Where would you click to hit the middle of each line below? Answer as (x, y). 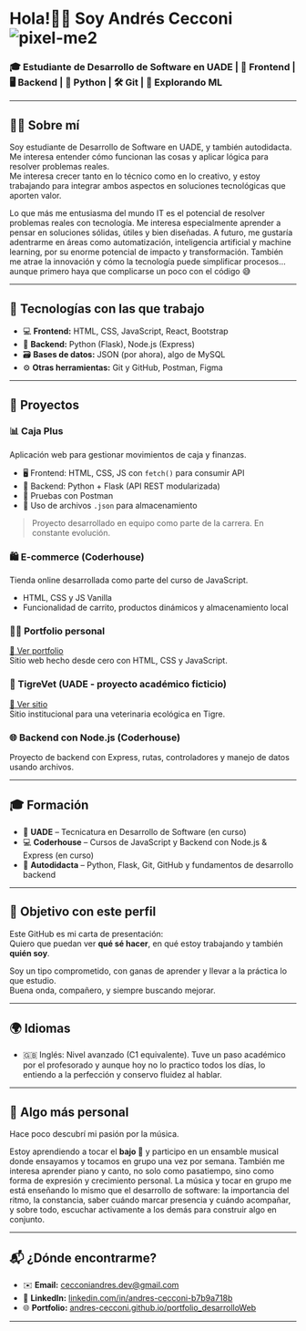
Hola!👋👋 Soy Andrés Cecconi (121, 19)
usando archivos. (42, 767)
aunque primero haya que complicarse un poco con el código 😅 (130, 272)
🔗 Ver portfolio (36, 651)
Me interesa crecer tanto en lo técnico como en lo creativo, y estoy (135, 176)
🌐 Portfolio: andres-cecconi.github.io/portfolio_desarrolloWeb (139, 1308)
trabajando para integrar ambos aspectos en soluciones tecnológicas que (148, 186)
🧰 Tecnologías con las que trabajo (107, 309)
